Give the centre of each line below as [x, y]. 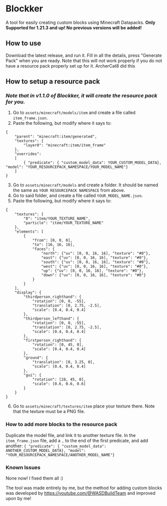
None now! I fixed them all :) [35, 478]
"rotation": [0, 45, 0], [58, 345]
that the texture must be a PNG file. [49, 412]
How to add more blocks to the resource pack [61, 424]
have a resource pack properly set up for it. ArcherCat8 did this [71, 66]
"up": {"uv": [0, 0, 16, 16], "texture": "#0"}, [92, 271]
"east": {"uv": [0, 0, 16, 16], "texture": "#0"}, [95, 258]
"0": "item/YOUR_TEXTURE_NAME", [57, 219]
